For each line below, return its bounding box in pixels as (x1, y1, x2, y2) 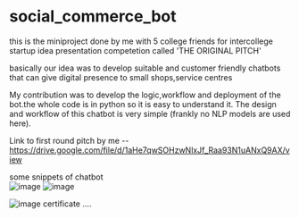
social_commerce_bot (9, 6, 177, 27)
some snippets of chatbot (9, 172, 104, 182)
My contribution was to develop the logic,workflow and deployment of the (9, 89, 281, 100)
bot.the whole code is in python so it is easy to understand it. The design (9, 98, 277, 109)
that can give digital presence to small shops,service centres (9, 71, 233, 82)
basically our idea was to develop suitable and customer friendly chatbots (9, 63, 281, 73)
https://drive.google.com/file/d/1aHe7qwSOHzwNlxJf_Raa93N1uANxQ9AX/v (9, 145, 290, 155)
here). (9, 118, 31, 129)
